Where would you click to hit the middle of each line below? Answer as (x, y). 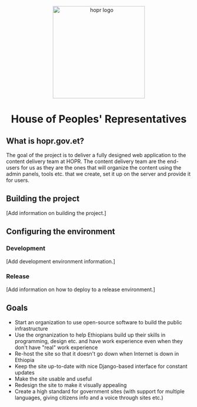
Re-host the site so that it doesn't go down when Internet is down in (97, 353)
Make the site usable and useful (53, 379)
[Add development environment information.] (61, 261)
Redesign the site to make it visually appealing (71, 385)
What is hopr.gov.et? (45, 141)
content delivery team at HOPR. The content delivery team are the (86, 161)
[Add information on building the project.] (56, 213)
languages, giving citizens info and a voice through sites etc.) (89, 398)
